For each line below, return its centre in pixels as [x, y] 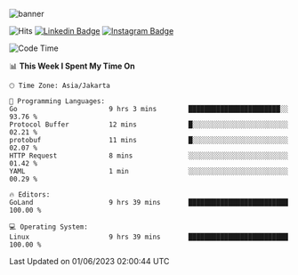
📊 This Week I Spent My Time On [72, 66]
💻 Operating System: [49, 227]
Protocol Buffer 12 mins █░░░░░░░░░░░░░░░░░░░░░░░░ [149, 125]
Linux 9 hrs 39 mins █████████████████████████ [149, 237]
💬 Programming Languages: [57, 101]
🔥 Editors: [30, 195]
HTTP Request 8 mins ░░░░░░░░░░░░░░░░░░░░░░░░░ [149, 156]
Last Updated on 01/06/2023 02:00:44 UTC [89, 261]
